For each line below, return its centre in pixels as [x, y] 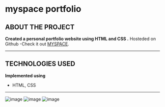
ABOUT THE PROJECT [40, 27]
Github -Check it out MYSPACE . [37, 44]
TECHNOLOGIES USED [40, 64]
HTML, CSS [24, 85]
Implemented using [25, 75]
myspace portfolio [43, 9]
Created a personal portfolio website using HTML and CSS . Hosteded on [81, 39]
